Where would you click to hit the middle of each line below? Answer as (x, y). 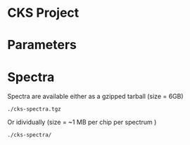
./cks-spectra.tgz (34, 109)
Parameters (42, 45)
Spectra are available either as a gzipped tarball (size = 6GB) (96, 97)
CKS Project (43, 13)
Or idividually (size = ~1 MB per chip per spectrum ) (82, 122)
